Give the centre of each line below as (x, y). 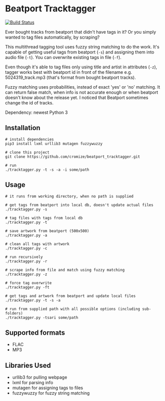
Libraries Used (28, 365)
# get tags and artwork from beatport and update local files (70, 296)
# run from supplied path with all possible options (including (73, 309)
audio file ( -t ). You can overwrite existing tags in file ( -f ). (63, 57)
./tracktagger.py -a (26, 235)
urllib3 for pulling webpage (40, 377)
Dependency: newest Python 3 (37, 112)
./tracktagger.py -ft (27, 287)
